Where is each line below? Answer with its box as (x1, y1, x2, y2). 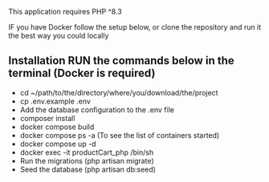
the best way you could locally (8, 31, 109, 40)
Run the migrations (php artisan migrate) (19, 156, 154, 165)
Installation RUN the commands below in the (8, 54, 234, 67)
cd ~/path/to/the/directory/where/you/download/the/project (19, 87, 218, 97)
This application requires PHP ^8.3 (8, 7, 122, 16)
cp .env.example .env (19, 96, 91, 106)
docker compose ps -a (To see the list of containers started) (19, 130, 220, 140)
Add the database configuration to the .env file (19, 104, 175, 115)
